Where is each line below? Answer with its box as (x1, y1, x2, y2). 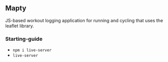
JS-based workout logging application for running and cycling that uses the (5, 17, 163, 23)
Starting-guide (5, 35, 43, 42)
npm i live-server (12, 48, 52, 53)
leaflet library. (5, 23, 35, 29)
